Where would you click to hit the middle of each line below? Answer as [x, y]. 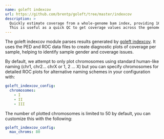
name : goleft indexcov [28, 10]
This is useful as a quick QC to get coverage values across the [77, 28]
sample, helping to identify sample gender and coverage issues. [70, 52]
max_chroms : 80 [25, 132]
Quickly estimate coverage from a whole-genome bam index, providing [82, 23]
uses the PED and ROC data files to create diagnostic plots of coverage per [81, 47]
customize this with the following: [39, 119]
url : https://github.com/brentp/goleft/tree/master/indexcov [69, 14]
